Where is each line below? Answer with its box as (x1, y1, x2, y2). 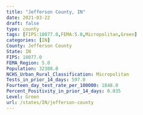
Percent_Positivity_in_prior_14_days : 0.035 (6, 88, 121, 94)
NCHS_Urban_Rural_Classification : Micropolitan (6, 71, 130, 77)
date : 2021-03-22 (6, 15, 51, 21)
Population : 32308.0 (6, 65, 59, 72)
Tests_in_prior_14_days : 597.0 (6, 77, 86, 83)
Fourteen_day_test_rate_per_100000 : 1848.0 (6, 83, 119, 89)
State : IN (6, 49, 32, 55)
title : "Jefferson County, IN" (6, 9, 86, 15)
